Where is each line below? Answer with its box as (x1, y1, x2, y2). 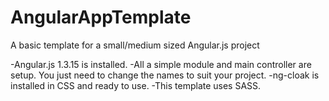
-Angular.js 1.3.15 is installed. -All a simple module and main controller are (10, 58, 312, 70)
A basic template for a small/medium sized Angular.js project (10, 39, 260, 51)
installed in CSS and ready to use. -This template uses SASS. (10, 79, 262, 91)
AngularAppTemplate (10, 6, 192, 29)
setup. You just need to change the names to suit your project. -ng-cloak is (10, 69, 320, 81)
